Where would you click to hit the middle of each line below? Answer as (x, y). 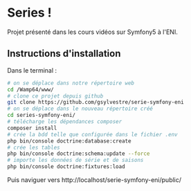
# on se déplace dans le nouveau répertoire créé (80, 109)
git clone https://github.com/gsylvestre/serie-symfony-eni (96, 102)
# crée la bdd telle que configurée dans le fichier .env (92, 134)
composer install (32, 128)
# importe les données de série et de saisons (75, 161)
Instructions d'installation (64, 54)
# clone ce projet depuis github (55, 96)
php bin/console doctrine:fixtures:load (66, 167)
